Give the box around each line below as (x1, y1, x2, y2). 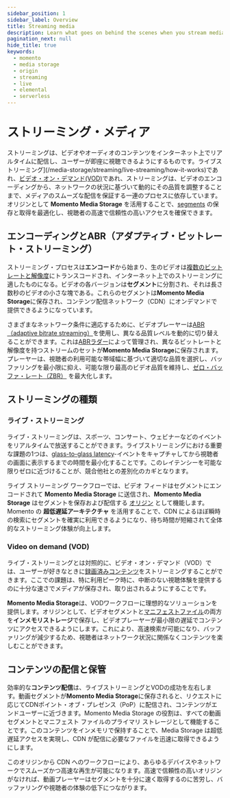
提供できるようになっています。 (7, 306, 97, 314)
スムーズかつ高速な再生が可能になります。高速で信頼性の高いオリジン (25, 766, 222, 775)
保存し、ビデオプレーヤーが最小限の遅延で (78, 616, 199, 624)
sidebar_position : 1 (7, 10, 66, 17)
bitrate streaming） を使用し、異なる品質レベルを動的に (38, 328, 195, 337)
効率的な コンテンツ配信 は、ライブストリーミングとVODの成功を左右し (7, 683, 206, 691)
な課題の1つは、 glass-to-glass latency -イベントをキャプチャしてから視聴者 (7, 450, 219, 458)
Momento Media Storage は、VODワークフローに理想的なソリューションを (7, 598, 218, 607)
